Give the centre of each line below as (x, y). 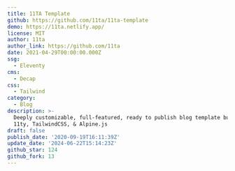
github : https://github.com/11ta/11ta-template (78, 20)
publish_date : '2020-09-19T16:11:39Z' (64, 137)
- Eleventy (29, 66)
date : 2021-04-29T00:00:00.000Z (54, 53)
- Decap (25, 79)
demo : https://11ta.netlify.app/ (56, 27)
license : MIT (26, 33)
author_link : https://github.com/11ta (64, 46)
